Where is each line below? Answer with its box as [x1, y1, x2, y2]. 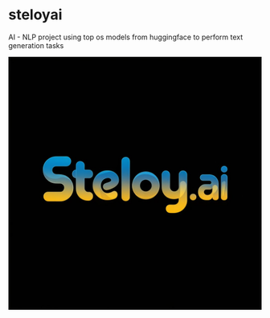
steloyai [8, 6, 63, 24]
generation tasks [8, 40, 64, 50]
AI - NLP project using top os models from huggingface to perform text [8, 32, 243, 42]
